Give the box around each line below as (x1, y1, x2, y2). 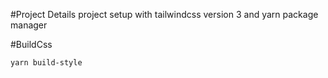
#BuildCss (10, 39, 53, 50)
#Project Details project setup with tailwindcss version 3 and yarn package (10, 9, 319, 20)
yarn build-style (10, 58, 83, 68)
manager (10, 19, 48, 31)
